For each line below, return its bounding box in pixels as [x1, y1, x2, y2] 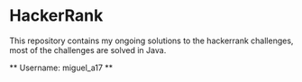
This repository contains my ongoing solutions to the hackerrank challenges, [9, 35, 294, 46]
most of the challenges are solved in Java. [9, 44, 167, 55]
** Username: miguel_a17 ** [9, 62, 114, 73]
